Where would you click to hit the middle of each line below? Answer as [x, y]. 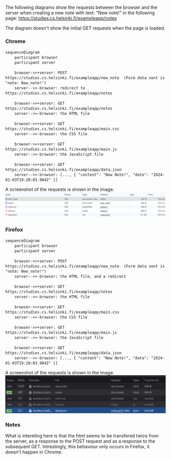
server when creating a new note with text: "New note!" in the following [80, 13]
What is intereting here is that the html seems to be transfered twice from [82, 436]
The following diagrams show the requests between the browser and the [81, 7]
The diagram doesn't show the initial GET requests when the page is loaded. [85, 28]
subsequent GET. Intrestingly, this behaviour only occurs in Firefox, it [78, 447]
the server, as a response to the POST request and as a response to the [80, 441]
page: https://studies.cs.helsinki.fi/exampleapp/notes [61, 18]
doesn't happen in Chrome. [34, 452]
